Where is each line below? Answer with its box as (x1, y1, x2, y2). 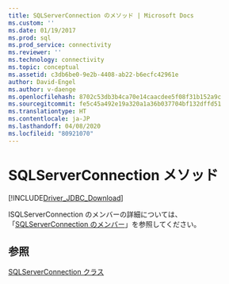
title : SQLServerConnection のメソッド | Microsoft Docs (8, 11, 194, 20)
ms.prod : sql (8, 33, 52, 42)
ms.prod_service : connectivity (8, 41, 112, 49)
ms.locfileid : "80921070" (8, 129, 94, 137)
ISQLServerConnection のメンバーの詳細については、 (8, 209, 182, 219)
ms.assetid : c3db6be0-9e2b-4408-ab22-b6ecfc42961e (8, 71, 179, 79)
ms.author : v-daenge (8, 85, 77, 94)
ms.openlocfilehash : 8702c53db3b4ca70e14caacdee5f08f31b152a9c (8, 93, 222, 101)
